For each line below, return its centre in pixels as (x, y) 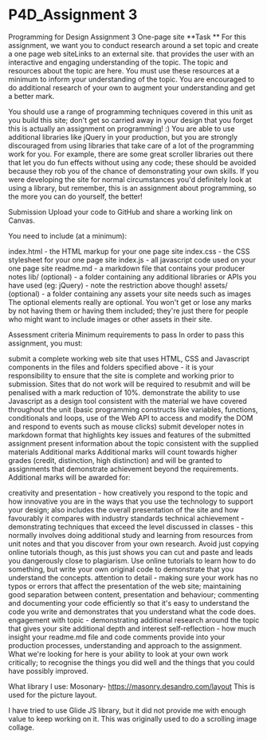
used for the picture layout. (53, 694)
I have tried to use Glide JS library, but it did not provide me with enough (127, 710)
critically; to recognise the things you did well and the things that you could (132, 662)
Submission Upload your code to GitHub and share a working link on (120, 212)
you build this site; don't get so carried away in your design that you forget (131, 120)
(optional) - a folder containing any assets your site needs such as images (130, 294)
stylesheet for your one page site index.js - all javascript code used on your (132, 259)
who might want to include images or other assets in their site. (110, 319)
